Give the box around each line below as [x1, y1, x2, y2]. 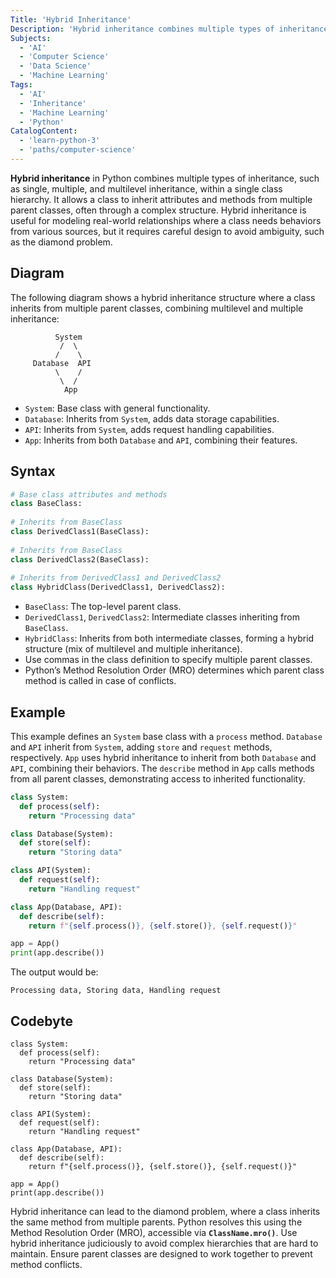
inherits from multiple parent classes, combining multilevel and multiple [10, 302, 304, 314]
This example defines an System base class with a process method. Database [10, 730, 323, 742]
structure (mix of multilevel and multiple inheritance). [24, 643, 243, 655]
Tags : [10, 80, 33, 90]
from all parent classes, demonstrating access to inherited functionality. [10, 772, 306, 785]
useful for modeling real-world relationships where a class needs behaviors [10, 214, 322, 226]
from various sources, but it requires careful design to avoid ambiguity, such [10, 225, 325, 237]
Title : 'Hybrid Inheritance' [10, 14, 132, 25]
